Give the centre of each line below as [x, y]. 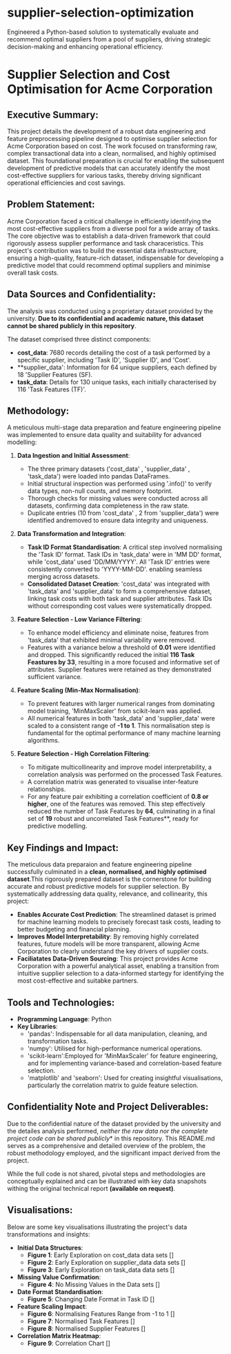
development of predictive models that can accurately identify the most [109, 168]
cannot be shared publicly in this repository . [72, 326]
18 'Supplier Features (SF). [55, 374]
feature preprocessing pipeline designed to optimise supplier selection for [112, 138]
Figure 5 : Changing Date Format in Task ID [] [91, 1299]
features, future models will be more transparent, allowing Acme [108, 944]
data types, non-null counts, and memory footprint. [100, 491]
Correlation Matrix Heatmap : [59, 1335]
